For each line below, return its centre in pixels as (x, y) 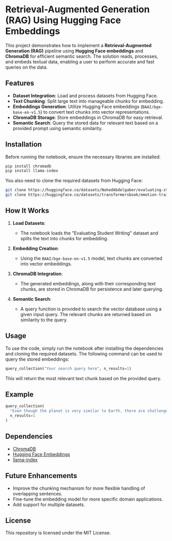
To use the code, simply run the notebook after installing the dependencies (84, 348)
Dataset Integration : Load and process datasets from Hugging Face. (85, 95)
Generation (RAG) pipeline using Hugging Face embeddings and (74, 51)
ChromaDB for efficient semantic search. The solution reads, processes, (82, 56)
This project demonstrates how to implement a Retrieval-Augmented (79, 45)
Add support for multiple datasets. (49, 504)
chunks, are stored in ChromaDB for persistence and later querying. (92, 289)
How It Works (27, 211)
